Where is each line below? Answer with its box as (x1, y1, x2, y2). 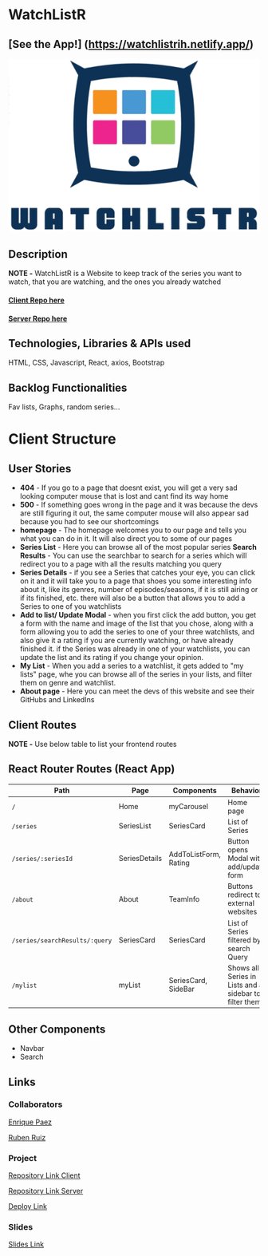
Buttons (227, 882, 254, 891)
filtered (227, 935, 251, 945)
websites (227, 907, 258, 917)
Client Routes (8, 718, 77, 732)
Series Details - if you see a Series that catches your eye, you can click (19, 568, 255, 578)
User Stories (8, 461, 72, 476)
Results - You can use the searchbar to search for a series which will (19, 551, 247, 560)
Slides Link (8, 1239, 45, 1250)
